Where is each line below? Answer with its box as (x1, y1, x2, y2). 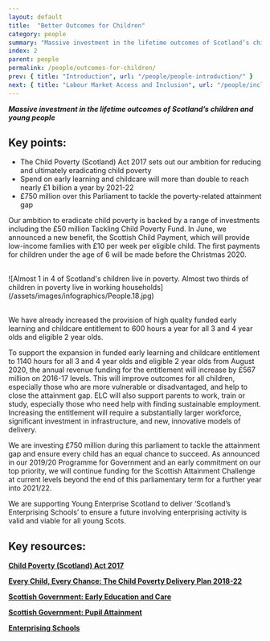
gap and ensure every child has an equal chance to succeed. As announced (8, 449, 260, 459)
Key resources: (8, 540, 86, 553)
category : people (8, 30, 67, 38)
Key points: (8, 136, 67, 150)
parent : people (8, 56, 59, 64)
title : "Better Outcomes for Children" (8, 21, 146, 30)
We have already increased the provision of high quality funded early (8, 315, 237, 325)
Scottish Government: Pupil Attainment (8, 608, 142, 618)
